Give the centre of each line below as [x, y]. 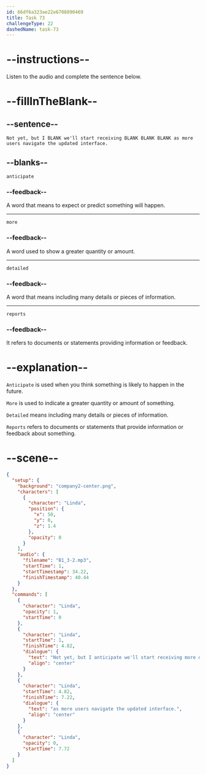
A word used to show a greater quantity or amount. [71, 251]
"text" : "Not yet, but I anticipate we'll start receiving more [112, 658]
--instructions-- [48, 60]
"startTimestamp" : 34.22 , [55, 572]
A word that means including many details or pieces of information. [91, 297]
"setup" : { [26, 480]
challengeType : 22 [30, 23]
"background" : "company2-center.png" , [67, 486]
